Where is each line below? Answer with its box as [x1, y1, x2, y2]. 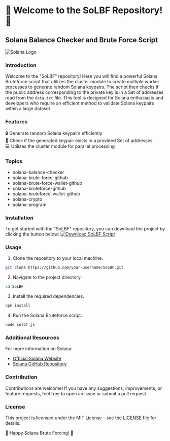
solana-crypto [12, 196, 43, 202]
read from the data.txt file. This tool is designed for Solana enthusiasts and [5, 95, 164, 101]
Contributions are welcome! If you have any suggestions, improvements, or [5, 385, 162, 391]
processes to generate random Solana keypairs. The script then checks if [5, 84, 159, 90]
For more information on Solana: [5, 346, 73, 352]
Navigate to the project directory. [12, 274, 82, 281]
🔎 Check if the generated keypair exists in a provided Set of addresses [5, 137, 153, 144]
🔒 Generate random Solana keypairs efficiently [5, 130, 103, 136]
